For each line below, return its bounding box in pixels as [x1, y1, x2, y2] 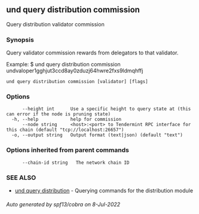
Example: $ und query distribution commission [6, 61, 121, 68]
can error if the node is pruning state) [6, 111, 111, 117]
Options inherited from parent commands [6, 146, 130, 154]
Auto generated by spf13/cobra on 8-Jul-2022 [6, 200, 121, 208]
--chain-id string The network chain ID [22, 160, 130, 166]
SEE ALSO [6, 173, 36, 182]
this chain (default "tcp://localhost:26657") [6, 127, 124, 133]
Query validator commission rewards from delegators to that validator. [6, 49, 179, 56]
